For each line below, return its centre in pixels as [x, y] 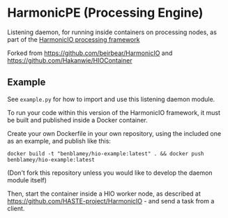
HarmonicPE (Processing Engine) [105, 13]
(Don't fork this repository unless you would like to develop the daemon [110, 173]
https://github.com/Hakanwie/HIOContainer [70, 60]
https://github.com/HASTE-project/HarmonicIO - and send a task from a [111, 201]
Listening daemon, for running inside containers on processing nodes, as [112, 32]
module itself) [27, 180]
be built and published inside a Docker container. [77, 120]
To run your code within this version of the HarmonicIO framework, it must [114, 112]
